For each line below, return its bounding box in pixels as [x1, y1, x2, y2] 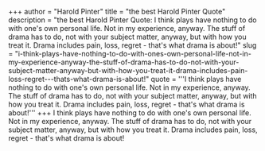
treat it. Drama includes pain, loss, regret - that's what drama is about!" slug [8, 41, 257, 50]
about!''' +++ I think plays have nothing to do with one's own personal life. [8, 108, 252, 118]
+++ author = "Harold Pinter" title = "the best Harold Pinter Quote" [8, 7, 226, 16]
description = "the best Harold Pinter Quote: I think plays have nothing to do [8, 15, 257, 25]
